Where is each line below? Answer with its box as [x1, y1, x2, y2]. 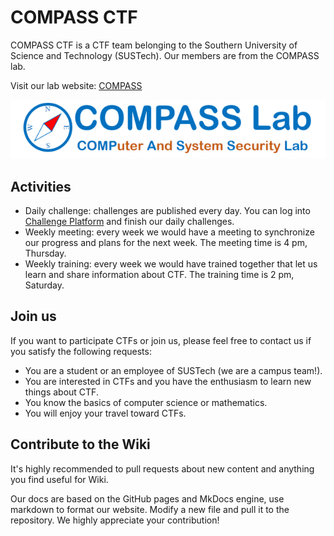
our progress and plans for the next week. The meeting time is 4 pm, [24, 237, 308, 249]
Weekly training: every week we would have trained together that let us [24, 258, 318, 270]
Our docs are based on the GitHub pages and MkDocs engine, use [10, 492, 285, 505]
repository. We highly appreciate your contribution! [10, 514, 220, 526]
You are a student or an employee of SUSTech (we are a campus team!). [24, 364, 323, 376]
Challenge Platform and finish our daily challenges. [24, 216, 235, 228]
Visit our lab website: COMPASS [10, 79, 143, 91]
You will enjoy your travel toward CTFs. [24, 407, 187, 419]
